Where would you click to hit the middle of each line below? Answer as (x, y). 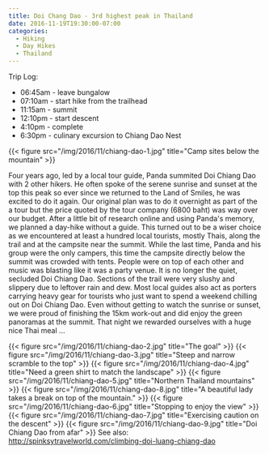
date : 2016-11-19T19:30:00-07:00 (65, 24)
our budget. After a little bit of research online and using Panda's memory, (132, 218)
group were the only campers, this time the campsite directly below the (127, 253)
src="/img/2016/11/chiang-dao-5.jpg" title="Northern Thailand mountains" (132, 381)
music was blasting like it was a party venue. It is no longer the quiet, (123, 270)
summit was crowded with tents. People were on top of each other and (126, 261)
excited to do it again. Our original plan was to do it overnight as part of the (133, 201)
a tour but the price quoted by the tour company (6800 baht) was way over (133, 210)
